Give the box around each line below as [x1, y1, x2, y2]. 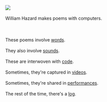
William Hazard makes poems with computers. [5, 15, 102, 21]
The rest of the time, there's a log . [5, 91, 77, 96]
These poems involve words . [5, 37, 65, 43]
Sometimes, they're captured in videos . [5, 69, 88, 75]
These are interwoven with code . [5, 58, 74, 64]
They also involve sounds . [5, 48, 60, 53]
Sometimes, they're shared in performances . [5, 80, 99, 86]
